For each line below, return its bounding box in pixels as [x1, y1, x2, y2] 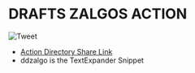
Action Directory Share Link [19, 47, 113, 56]
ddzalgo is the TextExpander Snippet [19, 55, 145, 65]
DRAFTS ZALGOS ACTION [8, 5, 188, 23]
